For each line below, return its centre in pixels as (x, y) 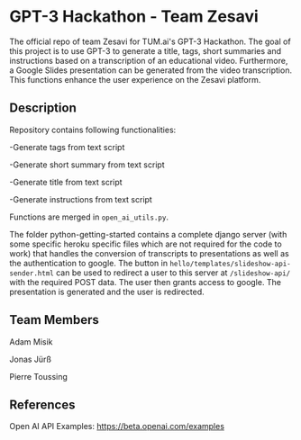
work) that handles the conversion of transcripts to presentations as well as (150, 253)
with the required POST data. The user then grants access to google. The (146, 282)
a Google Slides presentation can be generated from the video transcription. (151, 70)
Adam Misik (31, 341)
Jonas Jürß (31, 359)
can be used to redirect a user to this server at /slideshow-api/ (173, 273)
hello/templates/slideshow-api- (230, 264)
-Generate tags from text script (67, 147)
